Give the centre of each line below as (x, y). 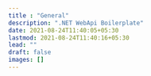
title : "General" (39, 15)
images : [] (26, 60)
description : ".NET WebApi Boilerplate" (76, 23)
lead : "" (23, 45)
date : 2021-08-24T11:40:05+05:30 (64, 30)
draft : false (30, 52)
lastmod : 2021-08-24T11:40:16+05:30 (69, 38)
